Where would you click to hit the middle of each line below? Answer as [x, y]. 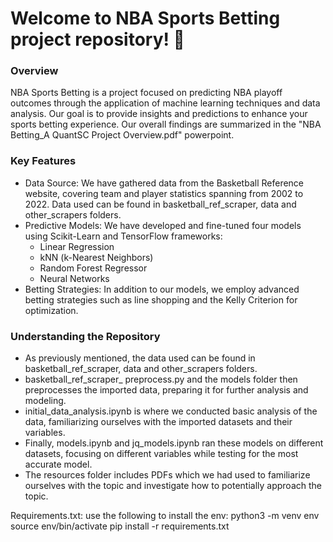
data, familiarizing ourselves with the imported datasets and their [158, 422]
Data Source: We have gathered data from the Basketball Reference [164, 183]
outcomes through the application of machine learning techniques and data [165, 103]
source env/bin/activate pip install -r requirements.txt [120, 526]
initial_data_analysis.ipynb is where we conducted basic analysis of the [171, 411]
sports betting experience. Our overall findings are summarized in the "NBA [166, 124]
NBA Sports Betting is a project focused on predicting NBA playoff [146, 93]
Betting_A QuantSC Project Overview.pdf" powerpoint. [122, 135]
